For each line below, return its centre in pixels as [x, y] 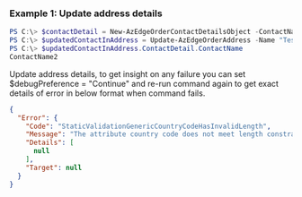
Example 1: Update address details [86, 13]
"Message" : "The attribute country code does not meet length [144, 134]
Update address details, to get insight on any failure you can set [128, 73]
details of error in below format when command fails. [107, 93]
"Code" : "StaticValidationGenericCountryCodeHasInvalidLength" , [148, 126]
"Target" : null [54, 167]
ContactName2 [34, 56]
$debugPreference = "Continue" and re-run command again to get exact [144, 83]
